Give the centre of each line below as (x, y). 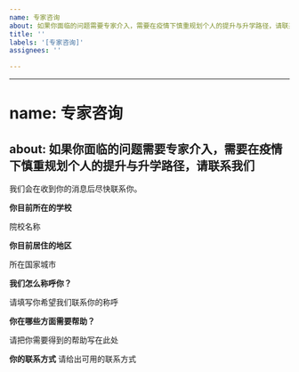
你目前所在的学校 (40, 208)
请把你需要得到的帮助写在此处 (64, 340)
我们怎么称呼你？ (40, 283)
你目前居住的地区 (40, 246)
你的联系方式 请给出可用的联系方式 (73, 359)
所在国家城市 (32, 264)
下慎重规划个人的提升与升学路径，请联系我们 (132, 166)
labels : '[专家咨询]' (47, 42)
